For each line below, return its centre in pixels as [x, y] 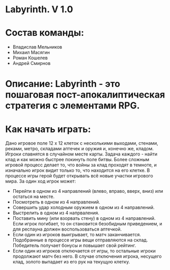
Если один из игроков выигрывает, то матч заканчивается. [77, 235]
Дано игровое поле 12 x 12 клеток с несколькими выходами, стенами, [82, 143]
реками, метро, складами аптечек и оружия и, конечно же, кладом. [80, 149]
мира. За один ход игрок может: [41, 181]
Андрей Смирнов [32, 63]
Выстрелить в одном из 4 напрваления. [56, 213]
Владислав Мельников [37, 47]
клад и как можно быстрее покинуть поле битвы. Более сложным [77, 160]
